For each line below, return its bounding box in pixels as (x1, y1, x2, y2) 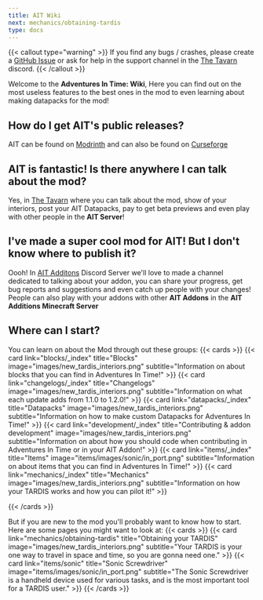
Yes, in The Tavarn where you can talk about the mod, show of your (8, 195, 228, 205)
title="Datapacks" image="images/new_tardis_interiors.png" (8, 403, 204, 413)
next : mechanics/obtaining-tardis (8, 19, 122, 27)
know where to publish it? (8, 247, 137, 260)
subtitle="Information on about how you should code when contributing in (8, 436, 247, 445)
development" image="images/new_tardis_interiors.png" (8, 428, 192, 438)
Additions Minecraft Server (8, 301, 99, 311)
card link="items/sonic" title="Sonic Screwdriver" (8, 558, 169, 568)
